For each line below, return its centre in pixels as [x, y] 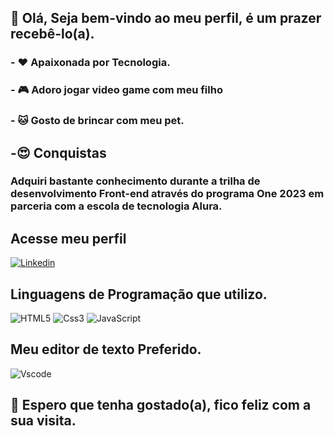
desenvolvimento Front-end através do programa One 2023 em [167, 194]
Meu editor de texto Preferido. [106, 349]
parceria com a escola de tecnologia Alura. [116, 206]
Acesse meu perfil [68, 238]
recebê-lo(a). [52, 34]
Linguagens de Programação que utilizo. [139, 294]
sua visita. [43, 421]
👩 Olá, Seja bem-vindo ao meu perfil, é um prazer [166, 18]
